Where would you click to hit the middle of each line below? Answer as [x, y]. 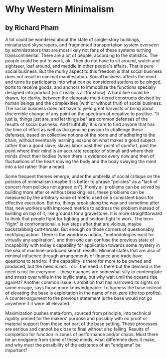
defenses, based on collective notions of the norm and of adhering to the [80, 135]
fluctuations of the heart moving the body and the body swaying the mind [81, 161]
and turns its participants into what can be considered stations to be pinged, [83, 82]
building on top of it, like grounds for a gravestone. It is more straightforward [83, 213]
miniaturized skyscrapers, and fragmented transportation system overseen [82, 45]
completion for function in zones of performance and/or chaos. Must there [82, 334]
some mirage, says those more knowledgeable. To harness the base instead [83, 287]
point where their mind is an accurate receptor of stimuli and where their [80, 151]
